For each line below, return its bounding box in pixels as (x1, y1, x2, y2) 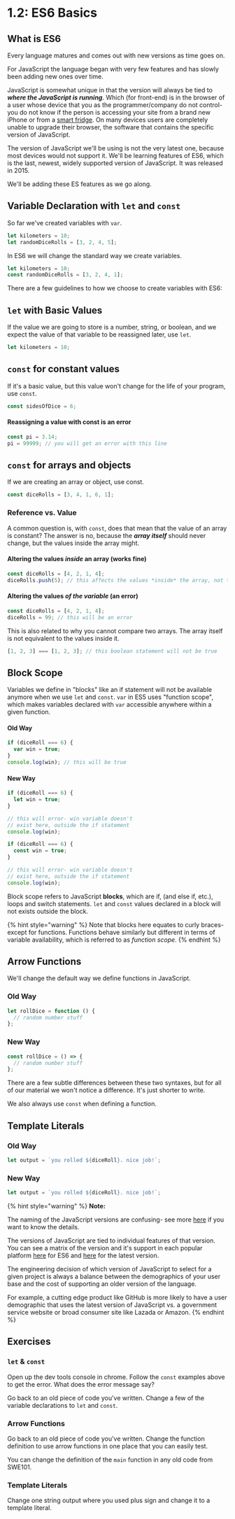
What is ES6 (7, 33, 62, 45)
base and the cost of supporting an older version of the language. (7, 1280, 197, 1288)
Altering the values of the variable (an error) (7, 592, 138, 600)
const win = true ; (13, 847, 68, 854)
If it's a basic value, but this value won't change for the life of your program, (7, 381, 226, 390)
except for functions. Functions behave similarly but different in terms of (7, 928, 215, 936)
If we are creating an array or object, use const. (7, 478, 145, 486)
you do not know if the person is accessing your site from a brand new (7, 108, 211, 116)
